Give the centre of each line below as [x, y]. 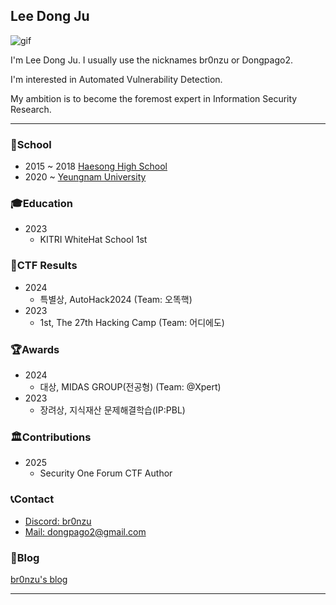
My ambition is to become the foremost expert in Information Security [154, 98]
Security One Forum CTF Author [106, 473]
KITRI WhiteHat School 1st [93, 240]
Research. [31, 109]
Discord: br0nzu [58, 521]
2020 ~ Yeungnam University [85, 177]
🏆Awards [35, 349]
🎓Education [42, 204]
